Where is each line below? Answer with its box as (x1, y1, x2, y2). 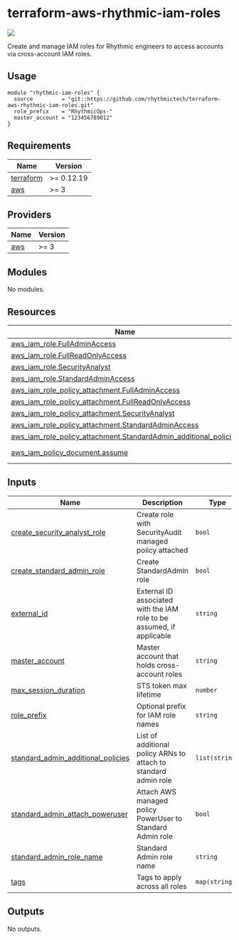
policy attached (136, 545, 188, 555)
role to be (136, 613, 169, 623)
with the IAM (136, 604, 179, 614)
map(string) (195, 877, 236, 886)
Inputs (7, 476, 37, 489)
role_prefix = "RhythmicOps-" (14, 108, 113, 115)
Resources (7, 305, 56, 318)
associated (136, 595, 174, 605)
